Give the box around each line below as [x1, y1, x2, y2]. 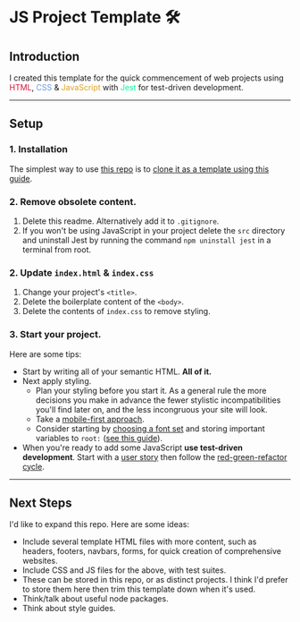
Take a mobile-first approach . [35, 413, 145, 424]
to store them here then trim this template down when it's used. [21, 584, 256, 595]
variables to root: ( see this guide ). [35, 432, 163, 443]
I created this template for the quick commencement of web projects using [9, 72, 284, 83]
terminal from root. [21, 243, 92, 255]
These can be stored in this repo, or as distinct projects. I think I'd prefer [21, 575, 288, 585]
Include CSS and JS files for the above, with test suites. [21, 565, 227, 575]
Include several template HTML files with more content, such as [21, 536, 257, 547]
